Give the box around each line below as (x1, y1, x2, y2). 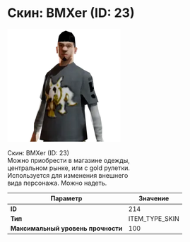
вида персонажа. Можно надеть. (7, 179, 107, 187)
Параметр (50, 194, 83, 202)
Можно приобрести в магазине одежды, (7, 156, 130, 164)
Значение (138, 194, 170, 202)
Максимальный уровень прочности (10, 224, 123, 233)
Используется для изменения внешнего (7, 171, 129, 179)
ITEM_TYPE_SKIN (128, 214, 180, 223)
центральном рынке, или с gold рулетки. (7, 164, 131, 172)
